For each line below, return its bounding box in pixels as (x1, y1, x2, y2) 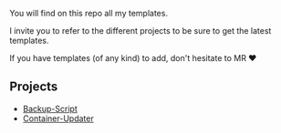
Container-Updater (22, 113, 94, 124)
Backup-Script (22, 103, 78, 114)
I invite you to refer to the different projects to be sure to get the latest (9, 26, 272, 36)
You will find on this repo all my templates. (9, 8, 169, 18)
